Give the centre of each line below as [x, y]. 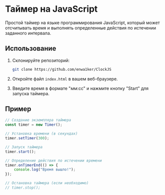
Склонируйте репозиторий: [41, 60]
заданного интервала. [28, 33]
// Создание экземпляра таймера [38, 120]
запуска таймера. [31, 93]
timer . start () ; [21, 152]
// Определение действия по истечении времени [54, 161]
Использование [31, 48]
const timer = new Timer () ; [34, 125]
